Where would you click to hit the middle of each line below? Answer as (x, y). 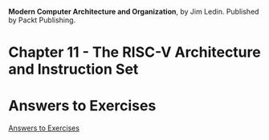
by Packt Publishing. (42, 20)
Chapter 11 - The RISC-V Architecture (134, 52)
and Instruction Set (73, 69)
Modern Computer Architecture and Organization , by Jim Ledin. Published (134, 12)
